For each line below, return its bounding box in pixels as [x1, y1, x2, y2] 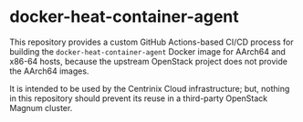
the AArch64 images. [9, 66, 89, 76]
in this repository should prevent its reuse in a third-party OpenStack [9, 93, 267, 104]
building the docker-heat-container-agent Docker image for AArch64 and [9, 46, 286, 56]
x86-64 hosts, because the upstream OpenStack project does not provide [9, 56, 287, 66]
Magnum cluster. [9, 102, 73, 113]
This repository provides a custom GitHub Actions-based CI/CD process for [9, 36, 294, 47]
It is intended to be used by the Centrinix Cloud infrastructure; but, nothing [9, 83, 290, 94]
